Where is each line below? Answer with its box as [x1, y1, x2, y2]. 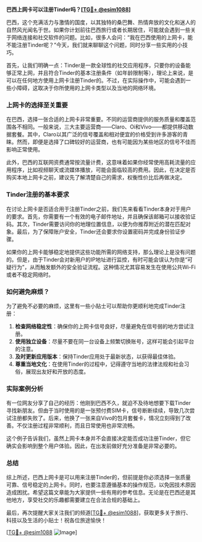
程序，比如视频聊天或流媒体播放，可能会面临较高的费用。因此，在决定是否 [11, 166, 196, 174]
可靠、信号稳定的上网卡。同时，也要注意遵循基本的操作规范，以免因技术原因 [6, 481, 196, 488]
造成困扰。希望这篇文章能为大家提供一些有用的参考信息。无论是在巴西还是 [6, 489, 191, 496]
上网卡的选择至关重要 [6, 101, 68, 109]
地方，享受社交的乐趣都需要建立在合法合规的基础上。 [11, 496, 143, 503]
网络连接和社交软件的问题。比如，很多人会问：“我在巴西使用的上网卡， [11, 34, 188, 41]
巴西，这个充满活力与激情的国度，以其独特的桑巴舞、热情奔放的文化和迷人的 [6, 19, 196, 26]
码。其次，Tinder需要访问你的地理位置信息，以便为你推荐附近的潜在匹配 [6, 220, 186, 228]
